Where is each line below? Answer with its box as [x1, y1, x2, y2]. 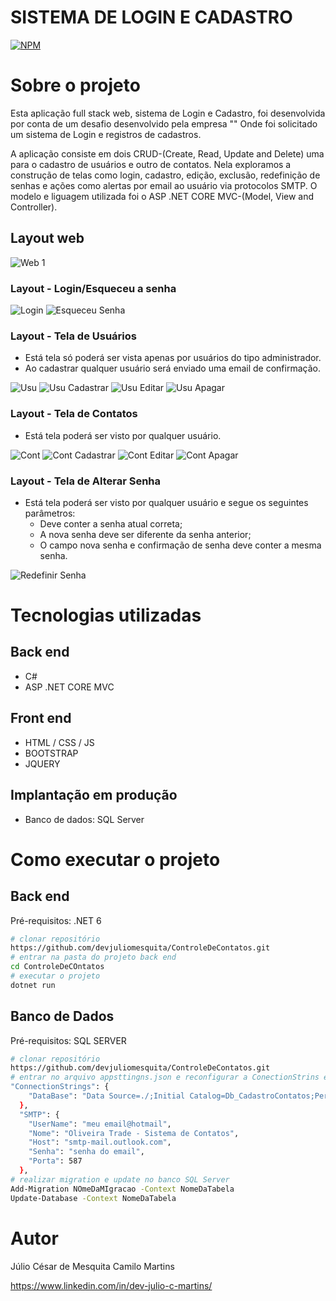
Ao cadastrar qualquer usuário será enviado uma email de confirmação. [24, 362, 321, 375]
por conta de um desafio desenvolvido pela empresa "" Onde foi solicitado [10, 117, 318, 130]
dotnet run [10, 980, 56, 990]
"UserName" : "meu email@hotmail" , [28, 1119, 172, 1129]
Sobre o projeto [10, 74, 141, 97]
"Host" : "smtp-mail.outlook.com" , [28, 1137, 172, 1148]
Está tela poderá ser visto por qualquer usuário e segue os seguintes [24, 496, 309, 508]
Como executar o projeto [10, 848, 221, 871]
